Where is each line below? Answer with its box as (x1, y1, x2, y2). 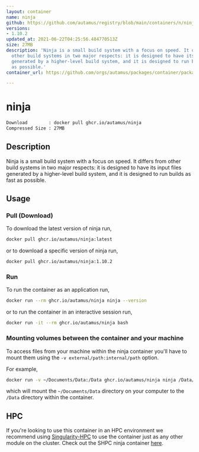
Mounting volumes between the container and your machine (6, 334, 184, 342)
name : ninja (6, 14, 36, 20)
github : (6, 20, 25, 26)
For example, (6, 365, 38, 372)
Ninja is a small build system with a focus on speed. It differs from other (6, 157, 181, 165)
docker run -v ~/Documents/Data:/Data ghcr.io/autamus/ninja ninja (6, 377, 176, 383)
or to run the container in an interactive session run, (6, 308, 133, 315)
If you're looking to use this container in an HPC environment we (6, 427, 163, 434)
